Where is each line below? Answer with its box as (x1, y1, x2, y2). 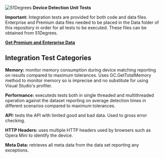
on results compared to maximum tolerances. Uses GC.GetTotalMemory (5, 72, 152, 78)
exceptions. (5, 147, 29, 153)
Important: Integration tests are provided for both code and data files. (5, 14, 148, 20)
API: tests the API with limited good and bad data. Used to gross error (5, 112, 147, 118)
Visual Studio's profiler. (5, 82, 52, 88)
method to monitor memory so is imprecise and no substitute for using (5, 77, 148, 83)
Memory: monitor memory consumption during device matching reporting (5, 67, 156, 73)
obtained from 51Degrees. (5, 30, 58, 36)
